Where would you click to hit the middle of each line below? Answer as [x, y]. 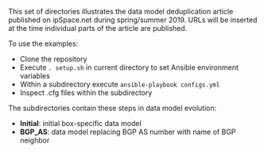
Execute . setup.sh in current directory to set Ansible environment [129, 67]
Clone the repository [53, 59]
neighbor [35, 140]
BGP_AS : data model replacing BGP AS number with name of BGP [128, 132]
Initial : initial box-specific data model [80, 123]
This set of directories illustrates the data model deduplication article [121, 11]
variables [35, 76]
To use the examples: [43, 44]
